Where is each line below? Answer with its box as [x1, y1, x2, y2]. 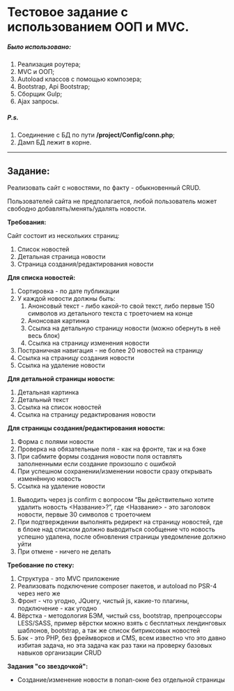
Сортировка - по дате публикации [17, 287, 120, 295]
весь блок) [27, 331, 61, 339]
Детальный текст [17, 395, 69, 403]
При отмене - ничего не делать [17, 547, 111, 556]
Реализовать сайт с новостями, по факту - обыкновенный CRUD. [7, 183, 201, 192]
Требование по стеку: [7, 560, 75, 569]
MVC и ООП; [17, 68, 55, 76]
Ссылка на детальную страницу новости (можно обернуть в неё [27, 324, 221, 332]
